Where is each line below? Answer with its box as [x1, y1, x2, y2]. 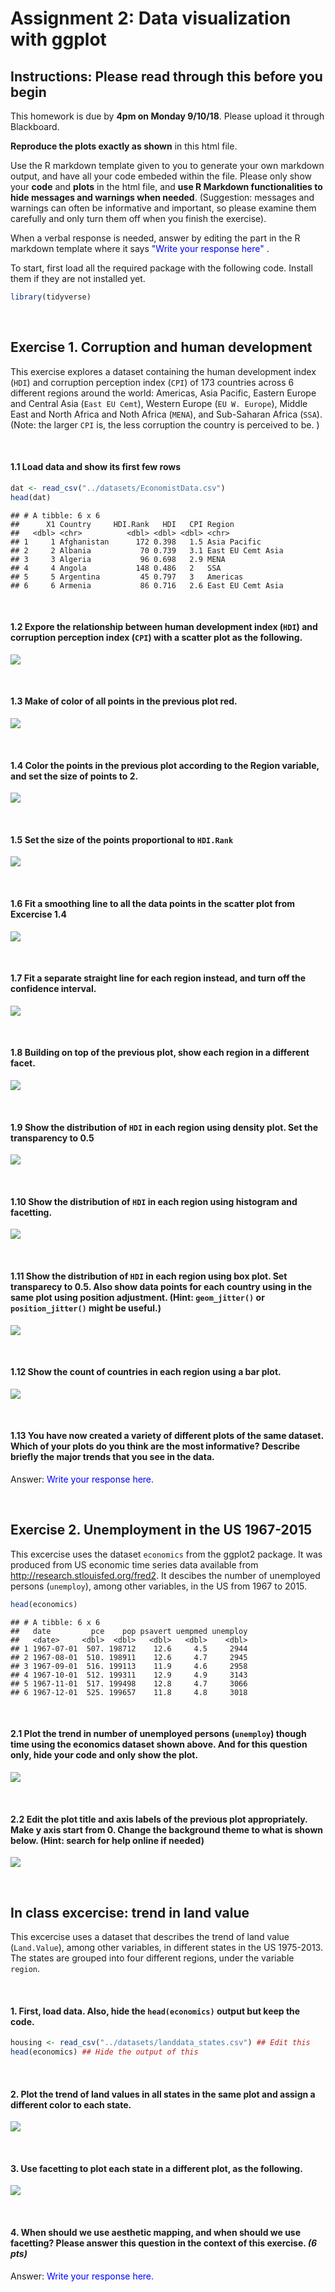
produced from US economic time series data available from [10, 1558, 259, 1571]
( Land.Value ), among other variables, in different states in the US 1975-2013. [10, 1941, 323, 1953]
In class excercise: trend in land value [10, 1904, 250, 1921]
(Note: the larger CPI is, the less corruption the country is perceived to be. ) [10, 418, 320, 431]
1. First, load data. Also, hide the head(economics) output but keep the [10, 2005, 301, 2017]
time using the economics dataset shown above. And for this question [10, 1738, 308, 1751]
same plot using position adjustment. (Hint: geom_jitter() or [10, 1292, 265, 1304]
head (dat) [10, 492, 52, 502]
